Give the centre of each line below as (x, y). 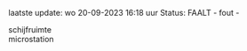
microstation (31, 39)
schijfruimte (30, 29)
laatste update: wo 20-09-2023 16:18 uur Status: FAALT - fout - (124, 13)
